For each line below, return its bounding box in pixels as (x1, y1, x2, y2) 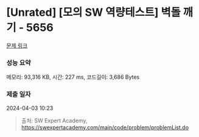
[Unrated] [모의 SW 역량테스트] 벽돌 (6, 5, 181, 19)
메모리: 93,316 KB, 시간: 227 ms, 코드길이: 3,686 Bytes (6, 73, 140, 81)
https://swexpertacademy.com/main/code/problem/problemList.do (21, 124, 189, 131)
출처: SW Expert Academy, (21, 116, 88, 124)
